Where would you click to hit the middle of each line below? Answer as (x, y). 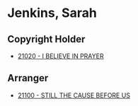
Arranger (28, 78)
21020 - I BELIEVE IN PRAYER (61, 56)
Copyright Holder (46, 39)
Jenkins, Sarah (52, 13)
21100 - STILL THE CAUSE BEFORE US (74, 95)
